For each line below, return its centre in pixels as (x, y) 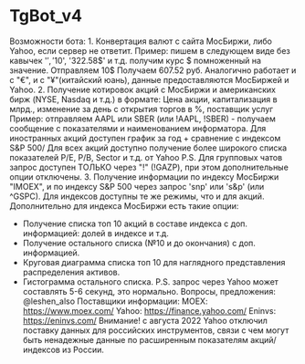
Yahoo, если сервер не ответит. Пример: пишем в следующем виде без (150, 50)
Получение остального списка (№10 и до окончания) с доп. (139, 243)
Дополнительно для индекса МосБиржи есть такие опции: (124, 205)
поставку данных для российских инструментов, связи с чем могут (156, 330)
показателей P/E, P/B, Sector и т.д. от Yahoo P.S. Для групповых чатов (146, 157)
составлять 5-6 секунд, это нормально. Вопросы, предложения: (149, 291)
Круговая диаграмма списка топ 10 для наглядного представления (154, 262)
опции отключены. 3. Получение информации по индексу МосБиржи (144, 177)
